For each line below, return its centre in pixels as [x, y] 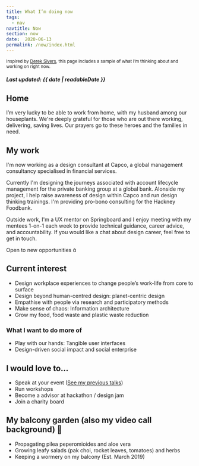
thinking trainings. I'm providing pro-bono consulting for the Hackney [91, 202]
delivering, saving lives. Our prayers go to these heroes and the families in [97, 125]
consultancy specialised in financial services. [61, 171]
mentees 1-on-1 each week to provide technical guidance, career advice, [95, 226]
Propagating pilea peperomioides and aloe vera [73, 444]
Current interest [37, 269]
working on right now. [28, 66]
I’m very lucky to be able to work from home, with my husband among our [97, 113]
